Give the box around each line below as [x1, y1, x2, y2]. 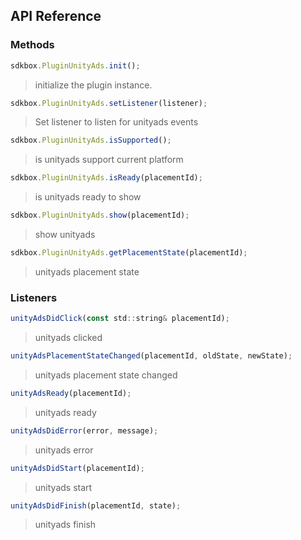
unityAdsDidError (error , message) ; [10, 425, 159, 436]
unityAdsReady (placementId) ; [10, 388, 132, 398]
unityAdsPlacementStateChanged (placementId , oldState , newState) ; [10, 351, 293, 361]
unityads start [34, 481, 93, 493]
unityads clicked [34, 332, 103, 344]
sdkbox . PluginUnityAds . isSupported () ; [10, 135, 172, 146]
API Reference [10, 8, 102, 25]
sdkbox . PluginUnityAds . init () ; [10, 60, 141, 71]
